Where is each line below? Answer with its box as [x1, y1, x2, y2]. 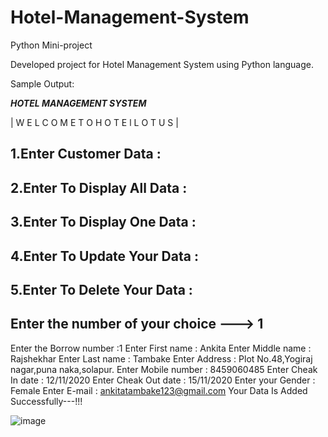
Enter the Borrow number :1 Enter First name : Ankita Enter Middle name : [10, 342, 312, 354]
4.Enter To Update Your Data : [10, 247, 199, 265]
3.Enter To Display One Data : [10, 214, 197, 231]
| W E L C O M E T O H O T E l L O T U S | [10, 116, 179, 128]
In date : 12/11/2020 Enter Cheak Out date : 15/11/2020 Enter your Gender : [10, 374, 316, 386]
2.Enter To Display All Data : [10, 179, 188, 196]
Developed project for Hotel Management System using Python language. [10, 58, 314, 70]
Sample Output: [10, 77, 75, 90]
